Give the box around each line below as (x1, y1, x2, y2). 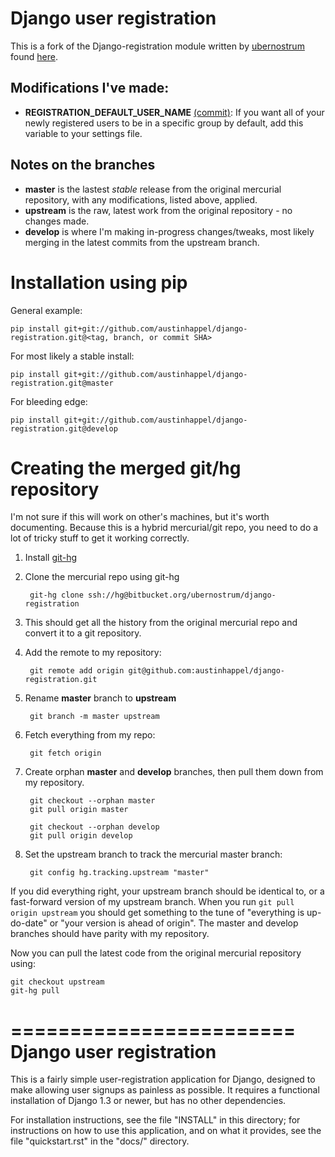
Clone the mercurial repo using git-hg (24, 571, 180, 583)
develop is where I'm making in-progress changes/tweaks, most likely (24, 225, 315, 237)
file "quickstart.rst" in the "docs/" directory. (10, 1135, 190, 1147)
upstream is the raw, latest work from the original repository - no (24, 204, 293, 216)
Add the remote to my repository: (24, 647, 162, 659)
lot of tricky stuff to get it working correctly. (10, 532, 190, 544)
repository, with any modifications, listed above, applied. (24, 193, 258, 206)
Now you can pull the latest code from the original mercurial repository (10, 947, 302, 959)
